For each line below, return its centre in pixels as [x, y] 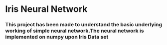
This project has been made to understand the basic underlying [84, 25]
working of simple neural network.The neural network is [75, 31]
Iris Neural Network [46, 9]
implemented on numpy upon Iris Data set [57, 37]
